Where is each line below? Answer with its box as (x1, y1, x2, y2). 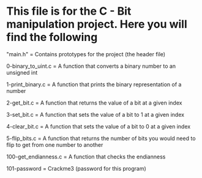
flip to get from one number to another (6, 141, 103, 148)
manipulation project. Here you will (6, 17, 188, 31)
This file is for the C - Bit (6, 4, 132, 18)
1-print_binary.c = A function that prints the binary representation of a (6, 81, 182, 88)
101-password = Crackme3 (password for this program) (6, 165, 147, 172)
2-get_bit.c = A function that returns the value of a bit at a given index (6, 99, 182, 106)
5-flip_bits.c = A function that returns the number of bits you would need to (6, 135, 196, 142)
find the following (6, 31, 98, 44)
